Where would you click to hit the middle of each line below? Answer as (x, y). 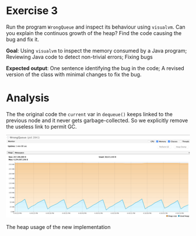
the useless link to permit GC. (41, 126)
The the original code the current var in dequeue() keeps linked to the (90, 114)
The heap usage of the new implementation (58, 227)
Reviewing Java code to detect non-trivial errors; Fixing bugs (79, 57)
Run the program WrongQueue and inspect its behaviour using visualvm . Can (96, 27)
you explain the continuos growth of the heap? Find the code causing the (94, 33)
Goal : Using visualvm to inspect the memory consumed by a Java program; (97, 50)
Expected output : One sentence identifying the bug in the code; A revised (95, 68)
